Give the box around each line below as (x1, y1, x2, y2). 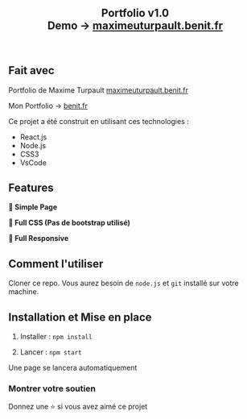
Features (8, 181, 54, 195)
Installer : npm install (19, 332, 93, 342)
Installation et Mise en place (8, 310, 152, 324)
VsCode (19, 157, 47, 168)
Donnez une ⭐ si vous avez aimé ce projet (8, 402, 148, 412)
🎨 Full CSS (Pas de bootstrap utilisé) (8, 218, 131, 228)
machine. (8, 287, 39, 297)
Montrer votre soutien (8, 383, 97, 394)
